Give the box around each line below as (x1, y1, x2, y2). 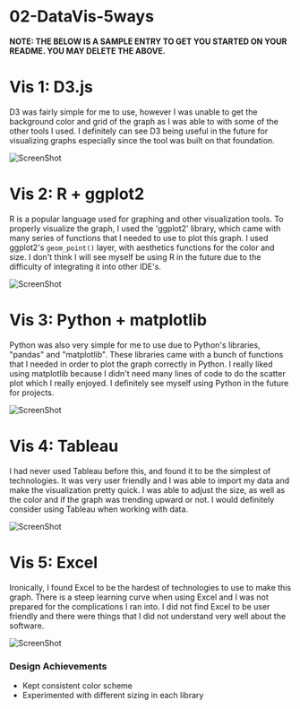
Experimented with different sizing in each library (21, 689, 204, 700)
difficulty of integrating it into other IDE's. (9, 261, 161, 272)
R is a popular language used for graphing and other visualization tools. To (9, 213, 284, 224)
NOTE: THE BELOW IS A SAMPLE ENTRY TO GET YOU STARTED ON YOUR (9, 36, 287, 47)
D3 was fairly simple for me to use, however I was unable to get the (9, 106, 258, 117)
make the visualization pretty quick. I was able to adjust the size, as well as (9, 484, 286, 495)
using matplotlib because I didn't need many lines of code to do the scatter (9, 367, 287, 378)
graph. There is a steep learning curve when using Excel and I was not (9, 592, 269, 602)
